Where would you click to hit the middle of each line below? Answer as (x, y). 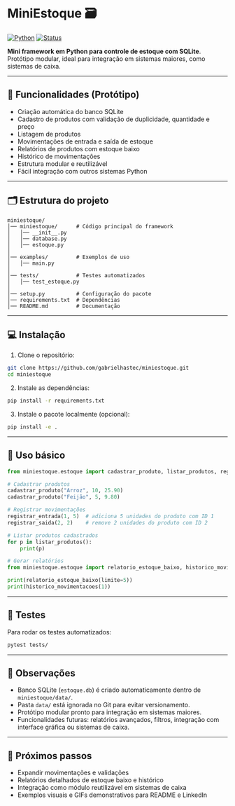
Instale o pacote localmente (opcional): (73, 414)
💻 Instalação (36, 334)
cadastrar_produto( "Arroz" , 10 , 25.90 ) (65, 491)
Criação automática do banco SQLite (70, 111)
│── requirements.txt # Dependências (64, 300)
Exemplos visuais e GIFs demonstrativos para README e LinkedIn (112, 795)
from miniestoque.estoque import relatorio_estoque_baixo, (95, 568)
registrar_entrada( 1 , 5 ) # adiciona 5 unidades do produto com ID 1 (111, 516)
